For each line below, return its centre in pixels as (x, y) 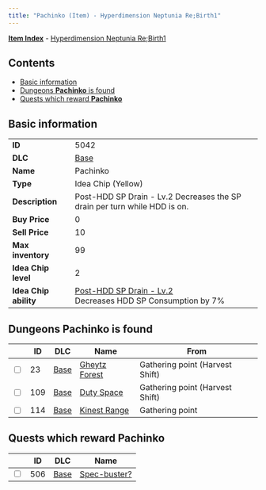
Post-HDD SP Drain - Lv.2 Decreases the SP (158, 197)
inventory (31, 255)
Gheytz (93, 365)
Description (35, 201)
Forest (91, 375)
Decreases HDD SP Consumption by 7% (150, 301)
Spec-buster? (106, 474)
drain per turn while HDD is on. (132, 207)
